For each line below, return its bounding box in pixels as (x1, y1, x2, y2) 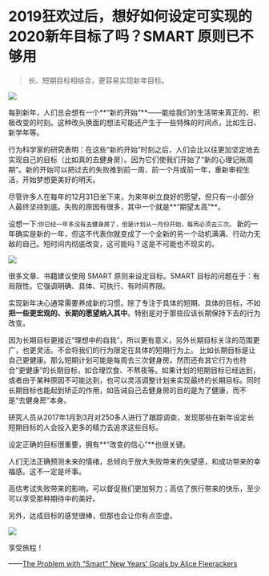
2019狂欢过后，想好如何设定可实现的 (8, 7, 252, 26)
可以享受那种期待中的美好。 (8, 493, 100, 503)
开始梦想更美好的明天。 (22, 174, 100, 185)
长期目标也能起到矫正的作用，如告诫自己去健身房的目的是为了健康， (8, 385, 233, 395)
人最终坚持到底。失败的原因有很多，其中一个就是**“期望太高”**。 (8, 201, 226, 211)
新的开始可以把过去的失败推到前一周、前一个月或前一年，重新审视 (25, 164, 243, 174)
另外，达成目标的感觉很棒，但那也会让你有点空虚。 (8, 510, 177, 520)
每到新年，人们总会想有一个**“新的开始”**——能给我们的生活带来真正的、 (8, 107, 254, 117)
